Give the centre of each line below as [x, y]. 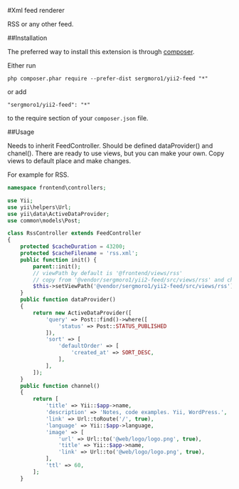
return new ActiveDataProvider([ [83, 313]
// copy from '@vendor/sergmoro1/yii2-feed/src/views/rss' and [128, 280]
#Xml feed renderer [36, 10]
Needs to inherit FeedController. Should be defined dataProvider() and [110, 146]
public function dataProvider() [68, 300]
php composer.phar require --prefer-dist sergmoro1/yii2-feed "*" [108, 78]
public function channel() [60, 386]
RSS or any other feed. [41, 24]
